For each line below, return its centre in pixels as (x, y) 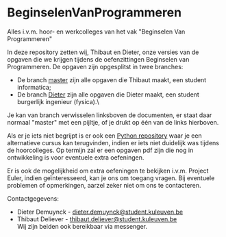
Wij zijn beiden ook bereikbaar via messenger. (82, 226)
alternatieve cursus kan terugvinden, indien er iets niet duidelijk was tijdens (113, 142)
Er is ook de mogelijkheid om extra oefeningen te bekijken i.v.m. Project (108, 171)
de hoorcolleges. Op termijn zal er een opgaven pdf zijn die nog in (100, 150)
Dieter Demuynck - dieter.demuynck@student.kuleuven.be (100, 212)
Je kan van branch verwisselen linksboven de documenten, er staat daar (110, 115)
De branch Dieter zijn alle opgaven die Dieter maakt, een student (108, 95)
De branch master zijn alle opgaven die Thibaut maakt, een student (112, 79)
